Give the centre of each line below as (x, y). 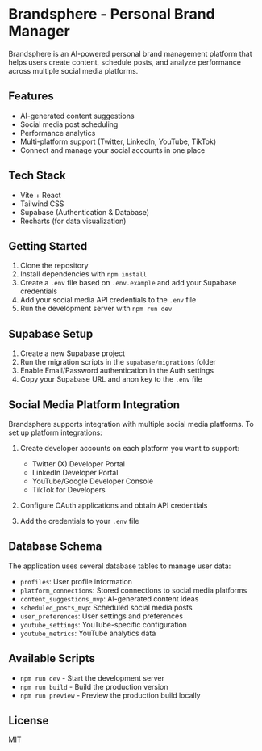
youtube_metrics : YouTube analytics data (88, 633)
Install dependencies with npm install (83, 274)
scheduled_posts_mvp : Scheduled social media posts (106, 607)
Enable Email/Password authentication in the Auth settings (117, 371)
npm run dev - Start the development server (92, 678)
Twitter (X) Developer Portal (78, 464)
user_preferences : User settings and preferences (102, 616)
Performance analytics (58, 133)
